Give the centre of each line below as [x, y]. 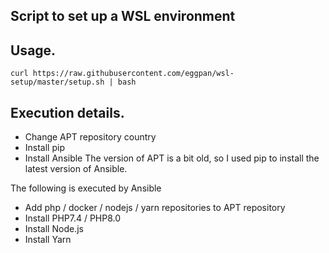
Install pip [44, 148]
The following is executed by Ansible [86, 188]
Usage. [33, 50]
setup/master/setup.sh [57, 82]
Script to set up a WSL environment [123, 16]
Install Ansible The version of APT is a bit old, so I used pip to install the [172, 158]
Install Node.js [54, 229]
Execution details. [67, 112]
